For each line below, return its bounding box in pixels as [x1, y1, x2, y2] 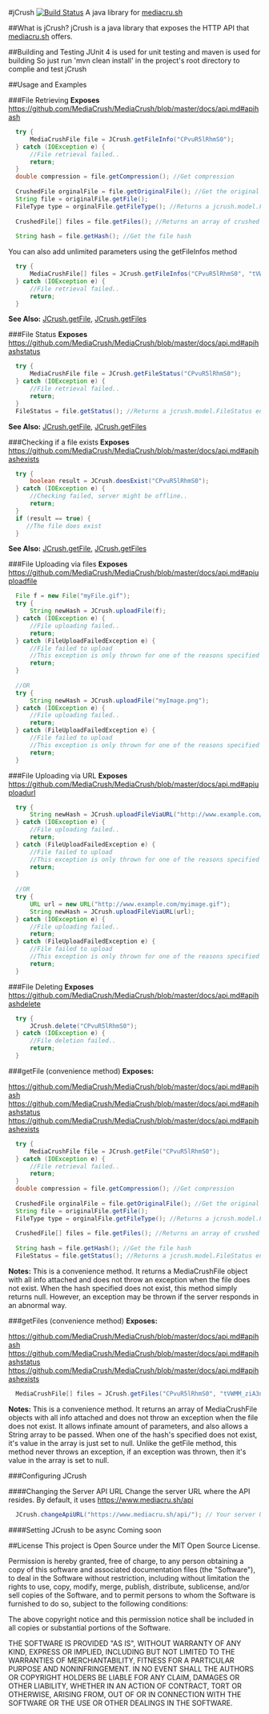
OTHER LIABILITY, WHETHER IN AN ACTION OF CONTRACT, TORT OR [8, 1681, 242, 1691]
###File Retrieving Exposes [8, 95, 100, 104]
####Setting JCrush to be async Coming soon [8, 1525, 162, 1534]
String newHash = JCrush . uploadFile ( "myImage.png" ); [29, 697, 210, 705]
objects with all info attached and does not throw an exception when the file [8, 1412, 259, 1422]
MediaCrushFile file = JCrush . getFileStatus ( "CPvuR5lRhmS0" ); [29, 370, 242, 378]
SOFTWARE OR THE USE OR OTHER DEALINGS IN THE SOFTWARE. [8, 1698, 233, 1708]
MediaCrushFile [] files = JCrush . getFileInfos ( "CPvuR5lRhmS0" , [29, 270, 246, 278]
